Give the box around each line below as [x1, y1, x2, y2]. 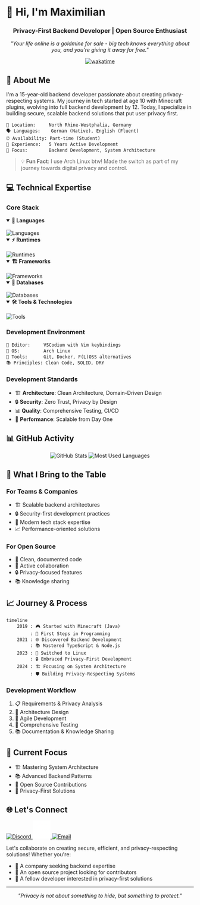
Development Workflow [6, 686, 76, 695]
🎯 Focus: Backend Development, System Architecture [6, 147, 156, 153]
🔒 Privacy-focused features [14, 569, 82, 576]
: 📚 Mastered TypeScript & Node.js [30, 643, 121, 649]
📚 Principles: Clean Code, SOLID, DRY [6, 360, 105, 366]
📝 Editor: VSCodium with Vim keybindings [6, 342, 121, 348]
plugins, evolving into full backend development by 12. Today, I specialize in [6, 103, 192, 111]
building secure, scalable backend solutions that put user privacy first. [6, 110, 179, 117]
